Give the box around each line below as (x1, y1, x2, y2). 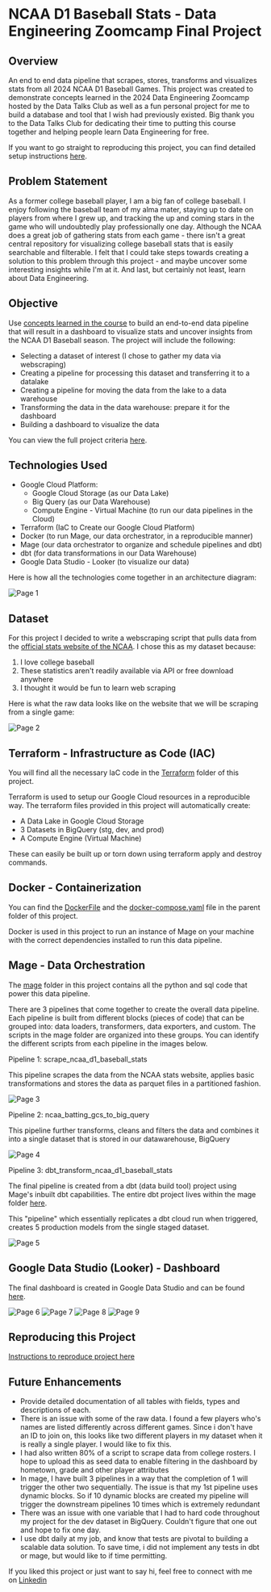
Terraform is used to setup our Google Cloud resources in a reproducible (8, 792, 251, 802)
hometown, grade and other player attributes (19, 1465, 169, 1475)
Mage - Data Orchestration (8, 958, 146, 973)
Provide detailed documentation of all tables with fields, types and (19, 1397, 240, 1406)
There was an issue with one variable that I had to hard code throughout (19, 1508, 261, 1518)
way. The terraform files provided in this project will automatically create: (8, 801, 251, 811)
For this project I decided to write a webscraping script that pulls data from (8, 633, 256, 643)
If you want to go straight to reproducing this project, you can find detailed (8, 143, 256, 152)
